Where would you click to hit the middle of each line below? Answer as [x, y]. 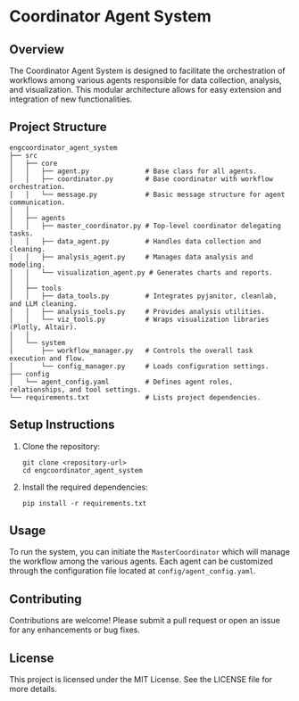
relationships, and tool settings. [75, 390]
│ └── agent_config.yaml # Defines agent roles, [121, 382]
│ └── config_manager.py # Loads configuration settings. [139, 366]
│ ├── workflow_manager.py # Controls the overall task [131, 350]
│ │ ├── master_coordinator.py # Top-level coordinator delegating [145, 226]
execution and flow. [48, 359]
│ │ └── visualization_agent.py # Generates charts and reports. [141, 272]
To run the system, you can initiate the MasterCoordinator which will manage [149, 552]
